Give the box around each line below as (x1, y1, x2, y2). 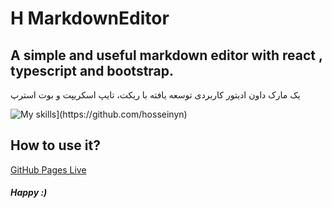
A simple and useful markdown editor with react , (10, 47, 323, 64)
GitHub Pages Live (10, 163, 87, 176)
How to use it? (10, 137, 101, 154)
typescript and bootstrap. (10, 62, 175, 79)
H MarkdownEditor (10, 7, 170, 30)
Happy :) (10, 187, 48, 199)
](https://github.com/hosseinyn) (56, 108, 188, 120)
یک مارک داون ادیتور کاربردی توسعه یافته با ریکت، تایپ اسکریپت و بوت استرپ (10, 89, 301, 101)
